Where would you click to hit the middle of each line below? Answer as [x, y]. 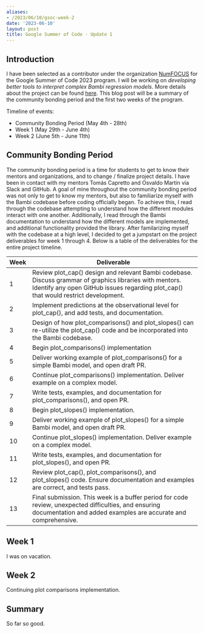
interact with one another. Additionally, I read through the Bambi [86, 215]
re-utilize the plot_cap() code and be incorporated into [110, 330]
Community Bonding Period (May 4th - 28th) [71, 123]
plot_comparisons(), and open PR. [81, 400]
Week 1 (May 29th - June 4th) [52, 129]
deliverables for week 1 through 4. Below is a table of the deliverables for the [102, 241]
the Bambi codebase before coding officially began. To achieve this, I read [99, 202]
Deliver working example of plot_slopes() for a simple [108, 420]
